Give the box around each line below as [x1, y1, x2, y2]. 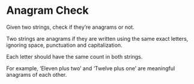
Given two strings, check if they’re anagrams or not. [6, 23, 135, 31]
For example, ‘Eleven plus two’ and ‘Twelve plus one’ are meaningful [6, 64, 175, 72]
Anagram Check [6, 4, 89, 17]
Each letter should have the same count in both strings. [6, 53, 143, 60]
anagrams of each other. [6, 71, 67, 78]
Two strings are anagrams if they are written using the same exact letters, [6, 35, 189, 42]
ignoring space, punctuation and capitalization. [6, 41, 123, 49]
